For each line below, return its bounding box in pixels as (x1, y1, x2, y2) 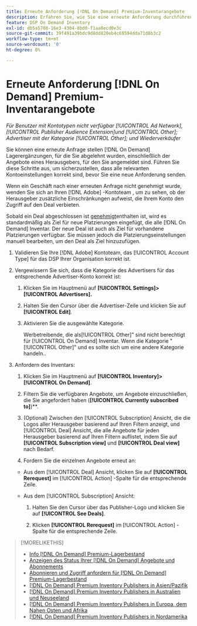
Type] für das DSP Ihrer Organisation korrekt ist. (14, 255, 131, 262)
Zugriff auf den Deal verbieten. (6, 201, 81, 208)
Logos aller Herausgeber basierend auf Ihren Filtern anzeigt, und (23, 420, 180, 428)
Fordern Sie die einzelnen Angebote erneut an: (23, 457, 137, 464)
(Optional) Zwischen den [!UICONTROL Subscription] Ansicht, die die (23, 414, 191, 421)
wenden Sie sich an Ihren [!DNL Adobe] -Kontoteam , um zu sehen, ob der (6, 188, 186, 196)
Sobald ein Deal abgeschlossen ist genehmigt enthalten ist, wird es (6, 213, 167, 220)
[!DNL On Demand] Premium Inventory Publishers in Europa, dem (29, 600, 187, 607)
